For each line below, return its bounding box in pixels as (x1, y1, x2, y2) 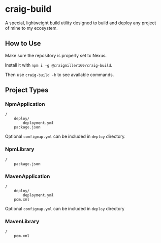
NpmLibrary (5, 146, 34, 153)
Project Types (5, 86, 49, 94)
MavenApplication (5, 173, 50, 180)
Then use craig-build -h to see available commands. (5, 72, 114, 78)
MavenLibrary (5, 218, 39, 225)
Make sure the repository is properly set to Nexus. (5, 52, 107, 58)
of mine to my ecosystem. (5, 25, 58, 31)
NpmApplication (5, 101, 45, 108)
